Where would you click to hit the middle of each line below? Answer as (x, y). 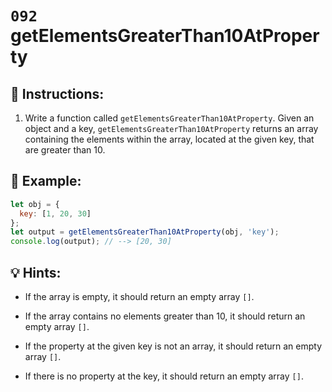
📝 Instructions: (57, 93)
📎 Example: (46, 181)
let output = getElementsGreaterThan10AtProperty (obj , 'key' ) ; (145, 232)
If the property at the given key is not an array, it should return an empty (173, 346)
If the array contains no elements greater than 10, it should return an (165, 316)
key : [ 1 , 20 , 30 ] (55, 213)
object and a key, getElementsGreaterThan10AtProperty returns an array (171, 128)
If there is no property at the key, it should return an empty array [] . (164, 376)
